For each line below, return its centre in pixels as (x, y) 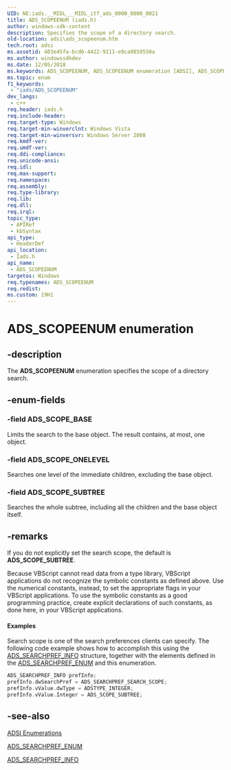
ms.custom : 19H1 (30, 295)
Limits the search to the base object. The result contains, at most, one (106, 434)
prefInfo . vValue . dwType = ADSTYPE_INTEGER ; (70, 689)
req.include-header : (37, 116)
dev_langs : (23, 97)
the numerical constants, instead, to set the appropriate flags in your (104, 588)
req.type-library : (33, 193)
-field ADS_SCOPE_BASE (50, 419)
